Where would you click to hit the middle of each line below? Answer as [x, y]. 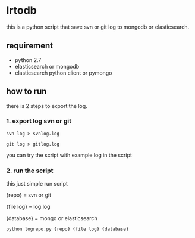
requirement [30, 46]
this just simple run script [37, 184]
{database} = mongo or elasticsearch [52, 218]
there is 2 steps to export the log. [47, 106]
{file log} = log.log [28, 207]
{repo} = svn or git [29, 195]
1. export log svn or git [39, 121]
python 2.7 [28, 60]
